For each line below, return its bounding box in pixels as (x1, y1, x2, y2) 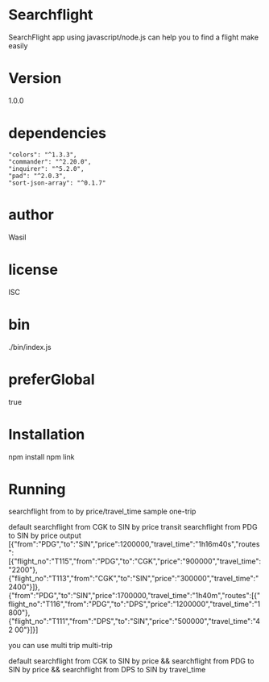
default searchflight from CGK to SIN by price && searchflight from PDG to (8, 656, 255, 666)
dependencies (8, 124, 107, 143)
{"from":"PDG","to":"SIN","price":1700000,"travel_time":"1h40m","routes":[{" (8, 591, 261, 601)
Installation (8, 425, 85, 443)
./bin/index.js (8, 342, 52, 351)
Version (8, 69, 62, 88)
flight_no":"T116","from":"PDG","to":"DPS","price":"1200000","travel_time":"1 (8, 599, 261, 609)
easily (8, 40, 28, 50)
